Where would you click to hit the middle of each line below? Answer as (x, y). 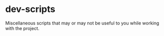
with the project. (22, 28)
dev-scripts (30, 9)
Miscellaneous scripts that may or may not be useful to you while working (82, 23)
